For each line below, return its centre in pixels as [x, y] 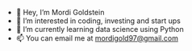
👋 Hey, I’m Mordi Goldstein [60, 12]
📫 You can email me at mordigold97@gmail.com [97, 38]
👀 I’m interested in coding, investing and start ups [98, 21]
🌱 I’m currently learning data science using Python [100, 29]
